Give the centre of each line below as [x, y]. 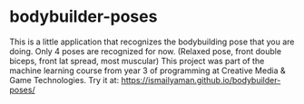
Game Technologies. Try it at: [64, 80]
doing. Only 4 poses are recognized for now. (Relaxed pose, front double [146, 51]
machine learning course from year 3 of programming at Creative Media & [147, 71]
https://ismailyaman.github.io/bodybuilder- [201, 80]
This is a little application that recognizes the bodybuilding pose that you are [152, 42]
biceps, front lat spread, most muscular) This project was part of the [137, 61]
